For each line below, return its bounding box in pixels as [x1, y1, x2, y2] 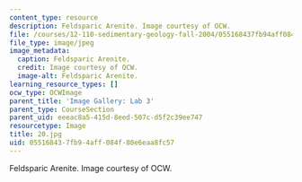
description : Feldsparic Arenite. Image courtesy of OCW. [9, 22, 231, 30]
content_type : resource [9, 13, 99, 22]
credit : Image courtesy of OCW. [17, 64, 139, 73]
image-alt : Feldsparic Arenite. [17, 72, 139, 81]
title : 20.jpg [9, 130, 63, 139]
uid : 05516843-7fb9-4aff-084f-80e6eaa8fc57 [9, 138, 175, 147]
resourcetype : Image [9, 122, 87, 131]
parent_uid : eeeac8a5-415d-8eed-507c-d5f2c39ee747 [9, 113, 203, 122]
